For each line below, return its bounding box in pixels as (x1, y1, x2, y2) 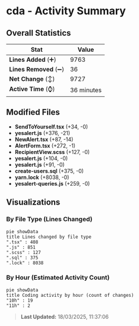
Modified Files (6, 107, 61, 117)
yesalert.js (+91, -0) (14, 161, 65, 168)
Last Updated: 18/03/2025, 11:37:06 (20, 313, 109, 320)
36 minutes (69, 86, 102, 94)
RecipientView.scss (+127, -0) (14, 148, 90, 155)
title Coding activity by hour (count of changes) (6, 292, 134, 298)
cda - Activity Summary (6, 4, 126, 18)
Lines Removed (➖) (9, 65, 64, 73)
